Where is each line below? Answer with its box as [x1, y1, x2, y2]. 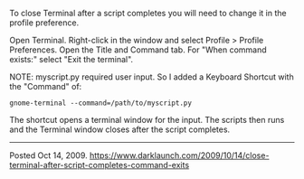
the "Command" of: [9, 81, 82, 91]
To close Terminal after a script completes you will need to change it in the [9, 8, 287, 18]
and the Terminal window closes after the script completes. [9, 124, 231, 135]
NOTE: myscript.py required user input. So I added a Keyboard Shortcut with [9, 71, 294, 82]
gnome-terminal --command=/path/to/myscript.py [9, 99, 193, 108]
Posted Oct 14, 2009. [9, 150, 88, 161]
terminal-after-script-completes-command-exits [9, 160, 190, 170]
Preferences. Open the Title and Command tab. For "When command [9, 44, 267, 55]
